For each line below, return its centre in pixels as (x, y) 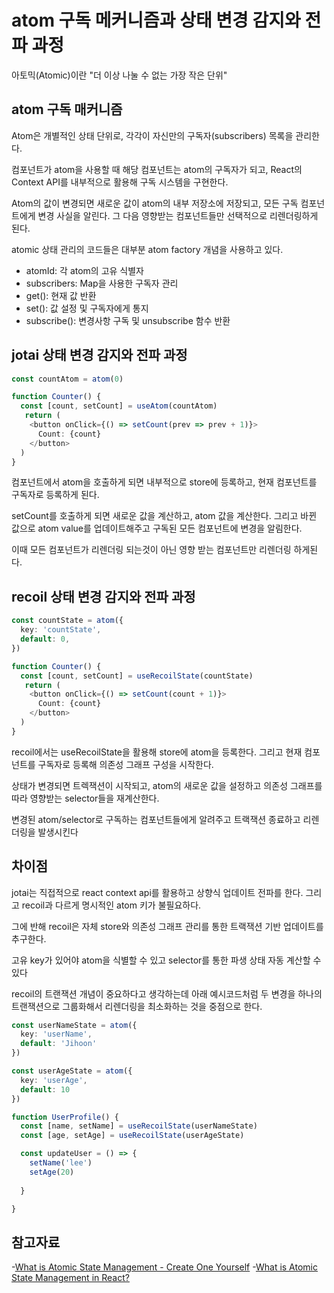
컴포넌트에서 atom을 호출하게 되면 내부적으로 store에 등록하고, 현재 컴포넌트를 (164, 482)
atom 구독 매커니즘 (67, 109)
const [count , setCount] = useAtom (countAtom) (119, 406)
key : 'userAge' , (54, 1080)
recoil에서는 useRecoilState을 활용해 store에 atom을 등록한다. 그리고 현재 (157, 752)
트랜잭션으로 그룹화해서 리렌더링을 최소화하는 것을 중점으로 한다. (137, 1006)
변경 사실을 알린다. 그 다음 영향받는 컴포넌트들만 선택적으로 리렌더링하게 (178, 215)
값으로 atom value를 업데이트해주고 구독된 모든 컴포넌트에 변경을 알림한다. (157, 528)
